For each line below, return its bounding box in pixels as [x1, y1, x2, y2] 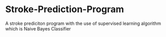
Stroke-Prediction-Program [5, 4, 124, 15]
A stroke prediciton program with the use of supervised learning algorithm [5, 20, 161, 26]
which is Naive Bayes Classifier [5, 25, 72, 31]
